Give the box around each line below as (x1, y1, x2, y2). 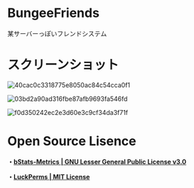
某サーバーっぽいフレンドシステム (7, 29, 107, 38)
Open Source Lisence (7, 133, 136, 150)
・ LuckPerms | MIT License (7, 172, 90, 181)
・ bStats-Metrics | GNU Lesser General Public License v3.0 (7, 157, 187, 166)
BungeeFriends (7, 5, 99, 21)
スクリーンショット (7, 57, 119, 73)
